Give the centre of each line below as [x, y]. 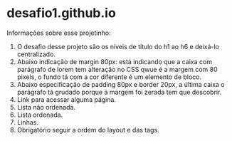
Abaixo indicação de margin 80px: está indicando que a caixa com [115, 61]
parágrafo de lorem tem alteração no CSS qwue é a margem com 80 [117, 69]
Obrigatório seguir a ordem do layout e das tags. [88, 130]
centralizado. [36, 54]
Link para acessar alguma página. [67, 99]
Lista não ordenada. [46, 107]
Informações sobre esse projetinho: [59, 33]
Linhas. [27, 122]
